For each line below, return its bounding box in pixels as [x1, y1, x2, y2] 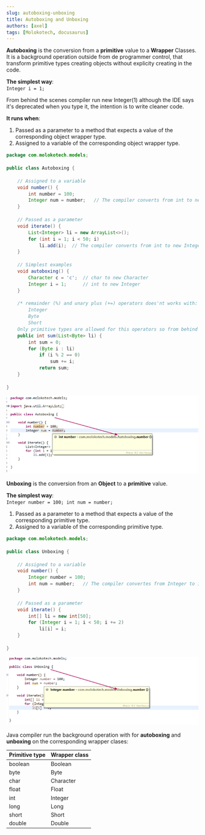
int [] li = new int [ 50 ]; [28, 613, 92, 619]
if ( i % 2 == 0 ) [38, 352, 81, 358]
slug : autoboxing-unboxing [6, 10, 75, 16]
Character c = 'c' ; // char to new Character [28, 274, 149, 281]
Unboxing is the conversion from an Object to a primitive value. [6, 480, 168, 487]
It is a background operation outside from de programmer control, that [6, 53, 183, 61]
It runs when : [6, 115, 41, 122]
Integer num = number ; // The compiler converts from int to [28, 197, 192, 204]
